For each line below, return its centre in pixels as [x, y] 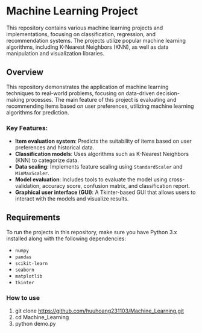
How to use [23, 297]
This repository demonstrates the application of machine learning [87, 87]
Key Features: [27, 128]
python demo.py [35, 324]
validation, [28, 186]
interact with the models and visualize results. [72, 199]
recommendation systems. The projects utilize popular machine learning [96, 40]
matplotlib [29, 276]
